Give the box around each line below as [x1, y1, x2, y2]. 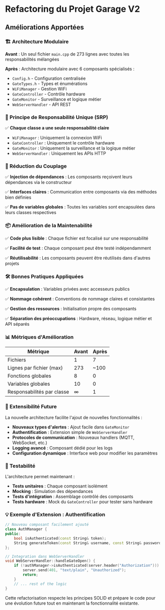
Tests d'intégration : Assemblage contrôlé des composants [12, 493, 134, 499]
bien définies [5, 194, 31, 200]
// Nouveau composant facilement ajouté [5, 522, 89, 527]
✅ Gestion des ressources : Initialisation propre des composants [5, 306, 137, 312]
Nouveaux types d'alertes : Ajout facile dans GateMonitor [12, 424, 130, 430]
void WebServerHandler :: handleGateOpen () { [5, 558, 96, 564]
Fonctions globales [7, 372, 52, 379]
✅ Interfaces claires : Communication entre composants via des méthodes [5, 189, 157, 195]
